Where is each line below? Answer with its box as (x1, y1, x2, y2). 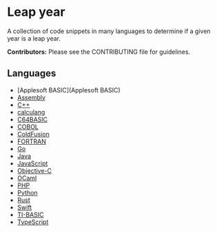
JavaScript (17, 159, 48, 168)
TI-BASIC (17, 210, 44, 219)
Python (17, 188, 38, 196)
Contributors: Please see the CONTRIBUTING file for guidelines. (7, 48, 191, 56)
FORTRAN (17, 137, 47, 145)
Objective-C (17, 166, 52, 174)
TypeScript (17, 218, 49, 226)
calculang (17, 108, 45, 116)
